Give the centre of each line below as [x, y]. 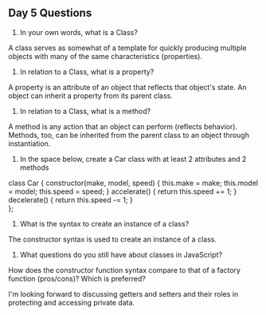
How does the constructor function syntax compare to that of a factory [125, 270]
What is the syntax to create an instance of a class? [104, 223]
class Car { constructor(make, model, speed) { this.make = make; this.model [133, 183]
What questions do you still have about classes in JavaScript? [121, 254]
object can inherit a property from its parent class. [90, 96]
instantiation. [29, 144]
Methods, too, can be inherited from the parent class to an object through [129, 135]
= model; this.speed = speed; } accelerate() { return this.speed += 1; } [123, 191]
